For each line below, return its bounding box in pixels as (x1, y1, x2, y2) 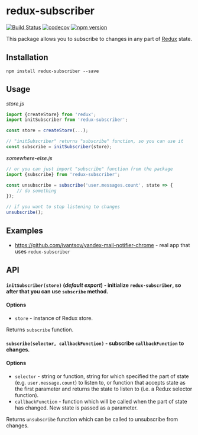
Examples (6, 226, 43, 236)
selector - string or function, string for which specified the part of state (14, 372, 189, 380)
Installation (6, 52, 48, 63)
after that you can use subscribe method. (6, 287, 109, 295)
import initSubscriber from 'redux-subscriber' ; (6, 117, 128, 123)
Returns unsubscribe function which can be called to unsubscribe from (6, 415, 178, 423)
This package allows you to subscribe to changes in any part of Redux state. (6, 35, 193, 42)
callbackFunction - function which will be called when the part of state (14, 398, 187, 405)
